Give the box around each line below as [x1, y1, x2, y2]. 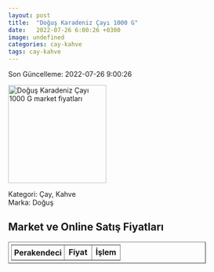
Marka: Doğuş [8, 198, 54, 207]
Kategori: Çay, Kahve [8, 190, 76, 198]
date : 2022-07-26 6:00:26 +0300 [8, 26, 122, 34]
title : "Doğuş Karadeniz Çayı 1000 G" [8, 19, 139, 27]
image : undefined [8, 33, 65, 42]
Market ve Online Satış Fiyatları [8, 220, 165, 234]
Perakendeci [14, 247, 63, 258]
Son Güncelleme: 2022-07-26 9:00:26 [8, 70, 132, 78]
